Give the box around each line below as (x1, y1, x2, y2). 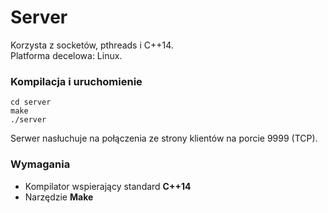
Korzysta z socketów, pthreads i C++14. (10, 39, 174, 51)
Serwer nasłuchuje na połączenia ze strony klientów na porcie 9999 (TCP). (10, 132, 318, 145)
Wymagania (10, 157, 71, 171)
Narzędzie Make (24, 191, 94, 203)
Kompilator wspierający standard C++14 (24, 180, 192, 192)
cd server (10, 97, 52, 108)
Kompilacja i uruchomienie (10, 74, 143, 88)
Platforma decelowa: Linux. (10, 49, 123, 61)
